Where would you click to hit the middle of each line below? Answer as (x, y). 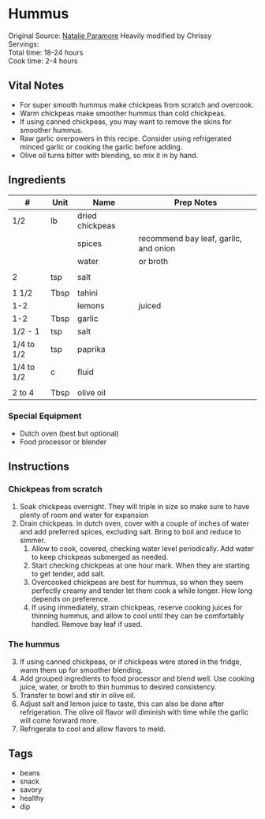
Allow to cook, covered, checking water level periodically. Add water (143, 548)
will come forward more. (59, 720)
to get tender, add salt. (68, 573)
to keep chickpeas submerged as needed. (100, 557)
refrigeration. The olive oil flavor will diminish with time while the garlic (134, 711)
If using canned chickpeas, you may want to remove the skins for (125, 121)
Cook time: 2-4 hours (43, 61)
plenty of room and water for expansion (84, 515)
